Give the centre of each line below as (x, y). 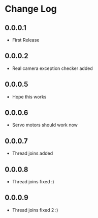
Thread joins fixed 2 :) (35, 210)
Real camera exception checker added (52, 68)
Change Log (31, 9)
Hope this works (29, 96)
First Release (26, 40)
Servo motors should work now (45, 125)
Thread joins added (32, 153)
